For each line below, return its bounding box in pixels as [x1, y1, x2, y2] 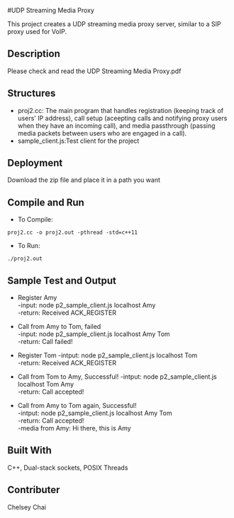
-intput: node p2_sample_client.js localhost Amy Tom [17, 409, 172, 418]
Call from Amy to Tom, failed [17, 323, 101, 331]
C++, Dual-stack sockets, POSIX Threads [7, 463, 128, 472]
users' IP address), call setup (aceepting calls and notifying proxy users [17, 114, 228, 122]
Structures [7, 87, 56, 99]
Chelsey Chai [7, 502, 46, 511]
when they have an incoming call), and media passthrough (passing [17, 121, 216, 130]
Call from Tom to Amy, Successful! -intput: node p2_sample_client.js [17, 372, 218, 381]
